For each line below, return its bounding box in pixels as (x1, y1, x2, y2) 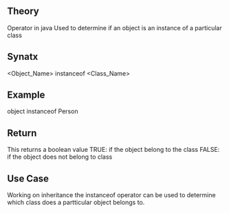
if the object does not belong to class (7, 153, 113, 161)
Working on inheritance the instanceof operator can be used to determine (7, 191, 216, 199)
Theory (7, 5, 40, 17)
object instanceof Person (7, 107, 78, 115)
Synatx (7, 51, 39, 63)
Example (7, 89, 45, 101)
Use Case (7, 172, 50, 184)
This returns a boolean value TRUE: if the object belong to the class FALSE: (7, 146, 220, 154)
